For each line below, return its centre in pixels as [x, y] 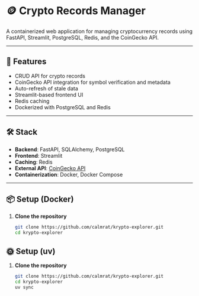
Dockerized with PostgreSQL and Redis [62, 107]
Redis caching [32, 101]
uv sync [24, 287]
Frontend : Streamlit [38, 155]
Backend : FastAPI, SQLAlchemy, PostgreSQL [70, 149]
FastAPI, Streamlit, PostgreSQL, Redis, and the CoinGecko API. [82, 37]
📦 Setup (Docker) [40, 199]
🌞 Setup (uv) [31, 251]
